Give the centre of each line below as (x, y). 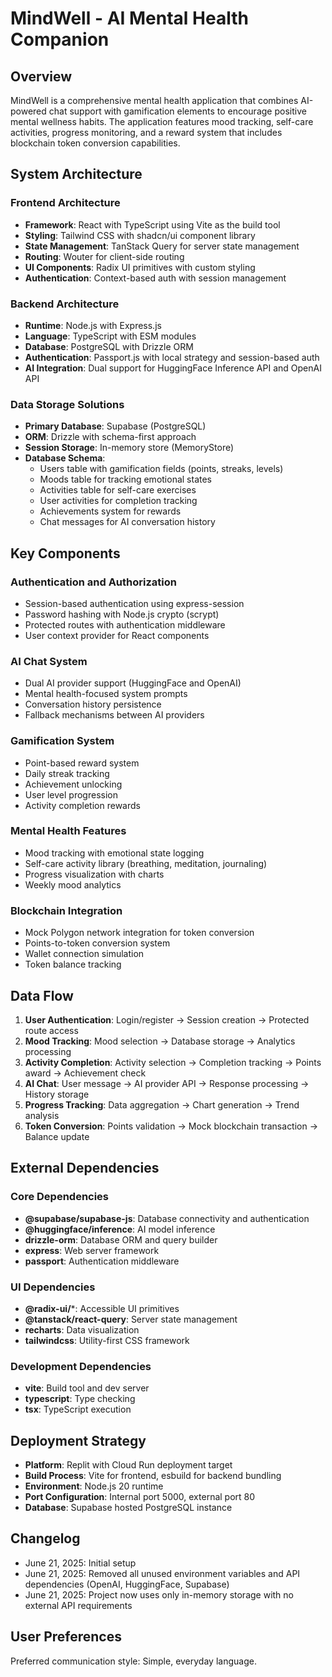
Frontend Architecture (65, 203)
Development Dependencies (81, 1366)
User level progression (71, 794)
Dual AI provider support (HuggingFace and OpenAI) (133, 683)
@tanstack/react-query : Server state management (131, 1319)
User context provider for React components (117, 635)
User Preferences (66, 1637)
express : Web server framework (92, 1250)
